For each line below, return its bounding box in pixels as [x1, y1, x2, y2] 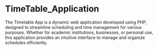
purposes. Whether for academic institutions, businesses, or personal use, [5, 29, 154, 35]
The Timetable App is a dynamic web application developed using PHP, [5, 19, 147, 25]
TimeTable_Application [5, 3, 100, 14]
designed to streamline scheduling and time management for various [5, 24, 142, 30]
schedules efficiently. [5, 39, 48, 45]
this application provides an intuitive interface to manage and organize [5, 35, 145, 40]
